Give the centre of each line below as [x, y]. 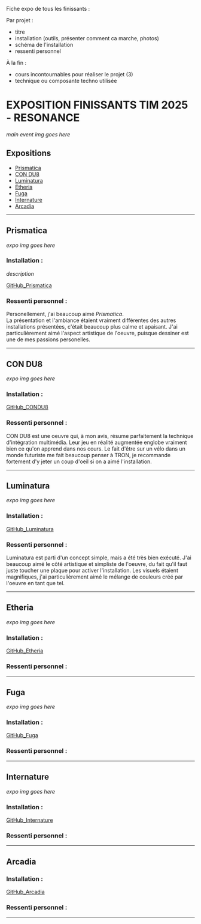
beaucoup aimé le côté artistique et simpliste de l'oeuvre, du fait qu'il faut [97, 564]
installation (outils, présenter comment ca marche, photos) [87, 38]
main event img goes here [38, 134]
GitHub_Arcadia [25, 892]
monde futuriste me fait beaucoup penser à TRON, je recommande [89, 455]
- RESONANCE [43, 118]
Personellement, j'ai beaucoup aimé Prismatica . [65, 314]
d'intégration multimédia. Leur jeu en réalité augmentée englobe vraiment [97, 442]
